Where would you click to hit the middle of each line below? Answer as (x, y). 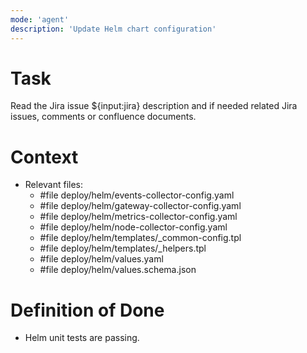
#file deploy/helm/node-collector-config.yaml (133, 227)
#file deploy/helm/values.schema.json (118, 270)
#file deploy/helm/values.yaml (101, 259)
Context (44, 157)
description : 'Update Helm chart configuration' (113, 29)
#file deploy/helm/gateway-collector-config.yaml (140, 206)
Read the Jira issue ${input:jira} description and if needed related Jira (154, 106)
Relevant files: (54, 185)
